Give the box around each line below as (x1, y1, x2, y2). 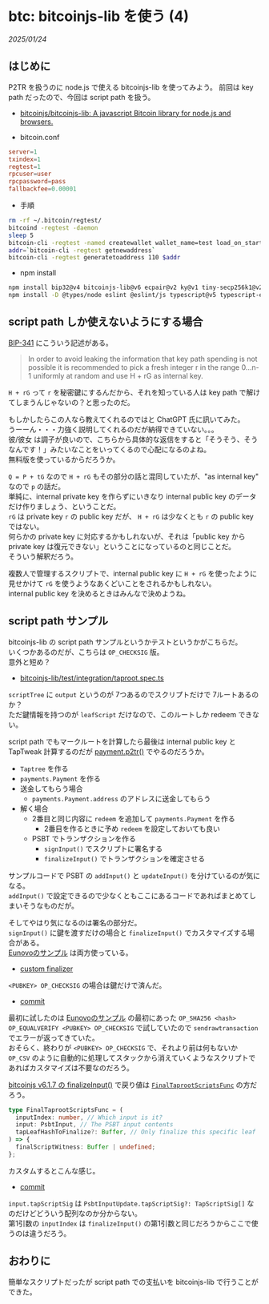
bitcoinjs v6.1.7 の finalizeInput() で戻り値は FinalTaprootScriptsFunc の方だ (8, 1080, 258, 1089)
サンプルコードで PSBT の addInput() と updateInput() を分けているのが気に (8, 870, 260, 881)
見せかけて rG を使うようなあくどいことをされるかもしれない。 (8, 578, 216, 588)
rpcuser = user (8, 170, 52, 179)
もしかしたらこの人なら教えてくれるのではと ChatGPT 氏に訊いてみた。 (8, 414, 245, 424)
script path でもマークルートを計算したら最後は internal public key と (8, 736, 236, 746)
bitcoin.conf (19, 132, 60, 142)
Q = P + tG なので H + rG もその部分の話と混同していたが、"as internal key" (8, 471, 259, 481)
